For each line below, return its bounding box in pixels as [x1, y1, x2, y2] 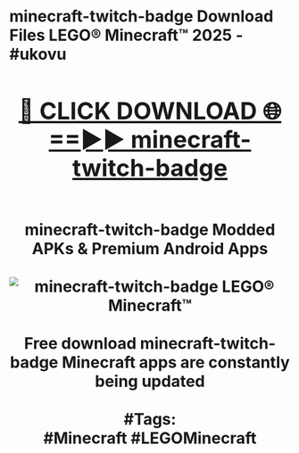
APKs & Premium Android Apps [31, 238, 269, 259]
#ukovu [9, 45, 67, 64]
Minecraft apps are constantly [62, 352, 290, 372]
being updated [95, 371, 205, 391]
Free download [23, 333, 137, 353]
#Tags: [123, 408, 177, 429]
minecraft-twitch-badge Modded [24, 219, 276, 240]
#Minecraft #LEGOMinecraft [43, 428, 257, 448]
